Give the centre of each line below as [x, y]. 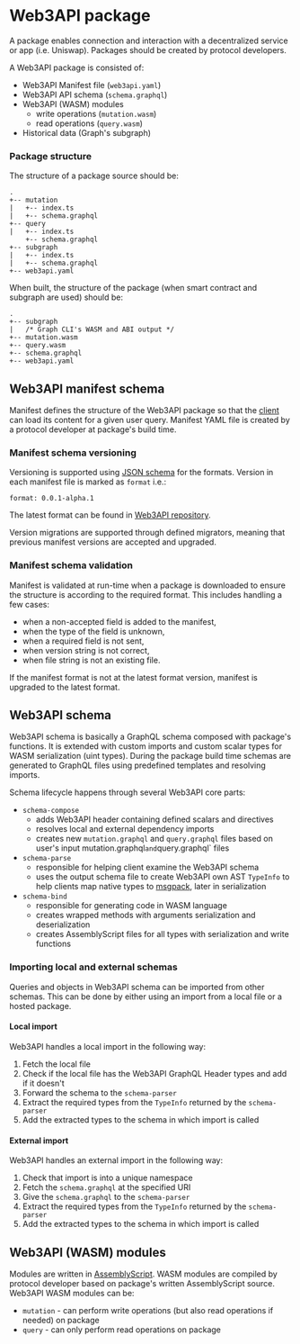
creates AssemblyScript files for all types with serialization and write [162, 934]
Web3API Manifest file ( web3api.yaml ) [92, 85]
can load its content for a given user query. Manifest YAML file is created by [150, 420]
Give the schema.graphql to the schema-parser [106, 1197]
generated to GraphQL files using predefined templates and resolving [138, 765]
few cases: [30, 604]
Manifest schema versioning [73, 453]
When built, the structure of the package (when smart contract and [133, 288]
